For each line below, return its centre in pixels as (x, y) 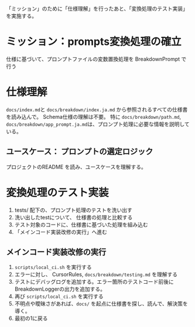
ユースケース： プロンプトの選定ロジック (80, 152)
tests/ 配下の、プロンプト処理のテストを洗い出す (73, 210)
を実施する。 (21, 16)
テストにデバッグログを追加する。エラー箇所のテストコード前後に (94, 282)
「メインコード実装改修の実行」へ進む (61, 232)
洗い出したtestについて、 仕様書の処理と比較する (73, 217)
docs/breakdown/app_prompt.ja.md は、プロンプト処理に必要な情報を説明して (98, 124)
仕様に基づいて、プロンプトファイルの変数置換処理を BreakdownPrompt (93, 59)
